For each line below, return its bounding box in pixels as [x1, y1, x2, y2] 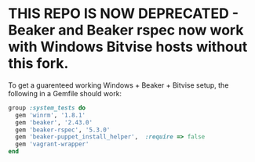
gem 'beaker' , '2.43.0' [15, 118, 93, 126]
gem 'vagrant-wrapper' [15, 140, 89, 149]
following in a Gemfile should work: [8, 88, 122, 98]
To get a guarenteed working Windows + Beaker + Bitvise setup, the [8, 80, 229, 90]
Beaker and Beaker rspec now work [8, 21, 244, 39]
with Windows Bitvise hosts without [8, 38, 248, 56]
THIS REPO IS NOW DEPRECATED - [8, 5, 239, 23]
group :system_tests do [8, 103, 86, 112]
